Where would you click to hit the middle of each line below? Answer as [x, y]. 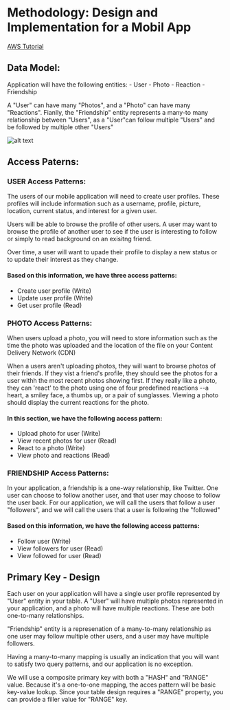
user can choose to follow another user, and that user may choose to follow [114, 496]
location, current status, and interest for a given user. [82, 211]
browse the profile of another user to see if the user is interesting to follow [112, 232]
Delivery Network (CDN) [42, 353]
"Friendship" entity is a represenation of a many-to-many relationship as [109, 629]
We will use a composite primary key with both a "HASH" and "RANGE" [108, 678]
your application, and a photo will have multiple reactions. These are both [111, 608]
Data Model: [34, 68]
